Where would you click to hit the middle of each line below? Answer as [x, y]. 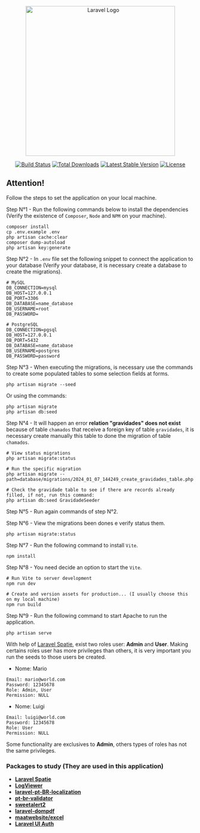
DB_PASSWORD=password [33, 356]
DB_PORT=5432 [22, 340]
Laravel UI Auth [34, 824]
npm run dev [21, 584]
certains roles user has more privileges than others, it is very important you [99, 650]
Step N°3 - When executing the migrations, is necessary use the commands [100, 367]
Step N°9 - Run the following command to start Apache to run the [87, 615]
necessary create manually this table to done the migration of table [89, 435]
